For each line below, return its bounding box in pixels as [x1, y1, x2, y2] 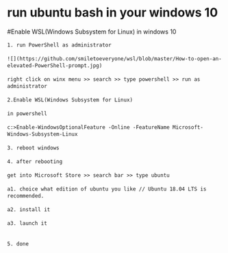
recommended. [7, 192, 45, 200]
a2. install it [7, 206, 51, 213]
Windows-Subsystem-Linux [7, 130, 78, 138]
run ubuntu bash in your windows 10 [7, 5, 218, 21]
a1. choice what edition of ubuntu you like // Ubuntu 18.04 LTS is [7, 185, 207, 193]
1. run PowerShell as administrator [7, 41, 112, 49]
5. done [7, 240, 29, 248]
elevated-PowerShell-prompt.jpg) [7, 62, 103, 69]
